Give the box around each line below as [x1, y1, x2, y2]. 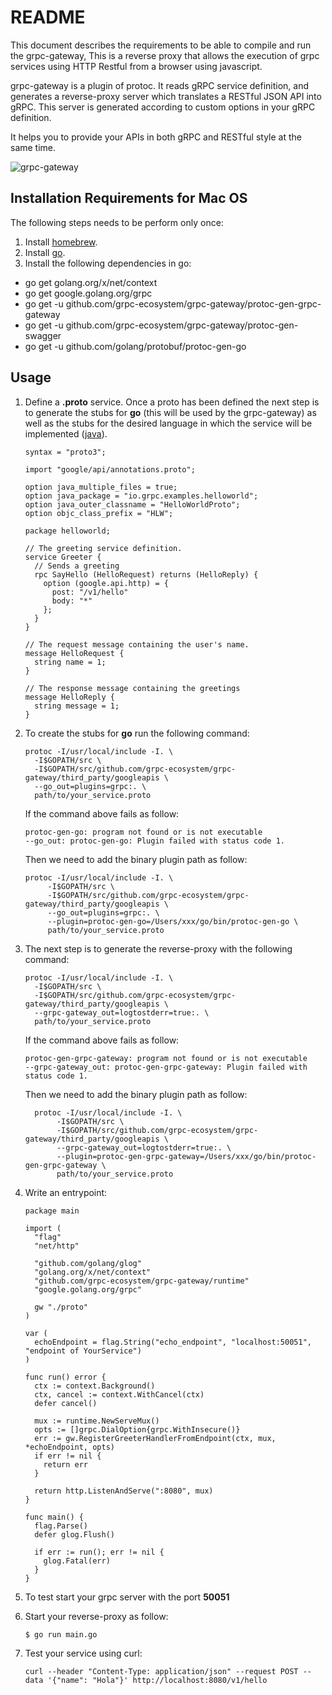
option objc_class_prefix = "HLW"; [24, 508, 174, 518]
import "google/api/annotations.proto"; [24, 464, 196, 475]
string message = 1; [34, 701, 120, 711]
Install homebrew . [24, 236, 98, 248]
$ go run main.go [24, 1629, 98, 1640]
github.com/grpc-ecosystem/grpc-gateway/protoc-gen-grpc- [65, 297, 322, 310]
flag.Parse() [34, 1521, 89, 1531]
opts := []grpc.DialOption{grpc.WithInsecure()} [34, 1424, 241, 1435]
